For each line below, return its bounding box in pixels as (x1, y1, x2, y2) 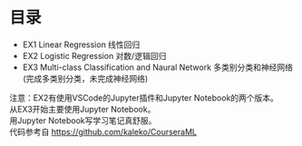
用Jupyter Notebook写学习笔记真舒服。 (9, 114, 157, 126)
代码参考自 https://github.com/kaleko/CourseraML (9, 126, 198, 137)
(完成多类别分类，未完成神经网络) (22, 73, 149, 83)
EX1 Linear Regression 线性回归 (22, 39, 141, 50)
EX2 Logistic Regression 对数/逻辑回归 (22, 50, 167, 61)
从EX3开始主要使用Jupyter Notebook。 (9, 103, 156, 114)
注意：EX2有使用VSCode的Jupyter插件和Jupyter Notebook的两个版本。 (9, 92, 279, 103)
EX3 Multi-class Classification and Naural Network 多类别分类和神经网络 (22, 62, 293, 73)
